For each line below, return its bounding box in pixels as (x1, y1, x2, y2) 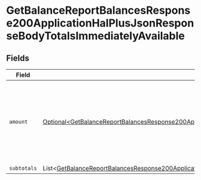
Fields (6, 53, 30, 63)
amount (9, 118, 28, 125)
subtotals (9, 165, 37, 172)
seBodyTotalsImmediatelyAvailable (6, 29, 185, 43)
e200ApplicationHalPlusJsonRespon (6, 16, 194, 30)
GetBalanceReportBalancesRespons (6, 4, 191, 17)
